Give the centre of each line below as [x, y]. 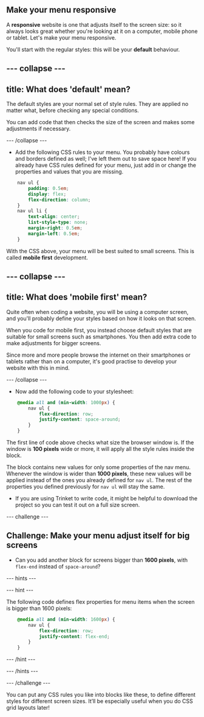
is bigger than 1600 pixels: [39, 608]
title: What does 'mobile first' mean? [77, 297]
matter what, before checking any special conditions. [73, 110]
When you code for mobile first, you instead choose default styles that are [99, 330]
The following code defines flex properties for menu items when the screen [100, 601]
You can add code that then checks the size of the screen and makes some [100, 122]
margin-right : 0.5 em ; [56, 228]
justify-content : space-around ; [80, 419]
